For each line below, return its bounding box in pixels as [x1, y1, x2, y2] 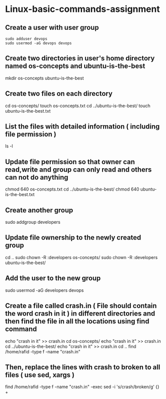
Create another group [5, 206, 73, 214]
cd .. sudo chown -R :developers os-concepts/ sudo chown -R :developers [5, 254, 158, 260]
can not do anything [5, 173, 68, 182]
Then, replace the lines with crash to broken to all [5, 363, 161, 371]
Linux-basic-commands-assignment [5, 3, 160, 15]
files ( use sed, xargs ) [5, 371, 75, 379]
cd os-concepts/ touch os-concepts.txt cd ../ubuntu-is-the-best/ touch [5, 103, 151, 109]
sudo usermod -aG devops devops [5, 41, 72, 46]
